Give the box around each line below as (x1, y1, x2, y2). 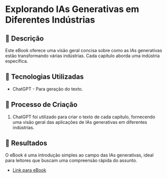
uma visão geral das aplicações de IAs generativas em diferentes (12, 119, 147, 125)
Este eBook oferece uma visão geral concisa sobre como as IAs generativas (5, 48, 162, 53)
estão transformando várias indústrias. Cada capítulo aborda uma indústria (5, 53, 160, 59)
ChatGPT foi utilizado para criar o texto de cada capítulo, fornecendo (12, 114, 155, 120)
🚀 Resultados (5, 139, 48, 147)
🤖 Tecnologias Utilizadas (5, 73, 84, 81)
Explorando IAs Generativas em (5, 4, 139, 15)
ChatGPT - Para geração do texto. (12, 86, 83, 92)
